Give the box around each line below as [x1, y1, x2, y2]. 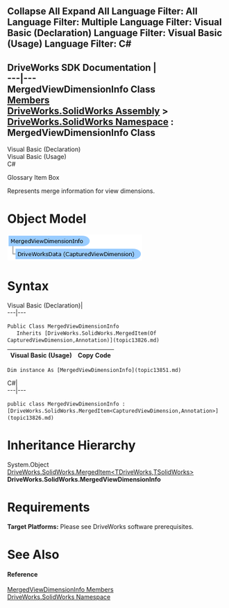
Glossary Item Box [7, 174, 60, 182]
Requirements [7, 500, 90, 516]
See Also [7, 547, 60, 563]
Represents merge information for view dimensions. [7, 187, 155, 195]
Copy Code [77, 351, 111, 360]
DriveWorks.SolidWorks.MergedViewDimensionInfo [7, 475, 161, 484]
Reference [7, 570, 38, 578]
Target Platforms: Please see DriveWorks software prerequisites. [7, 522, 194, 530]
